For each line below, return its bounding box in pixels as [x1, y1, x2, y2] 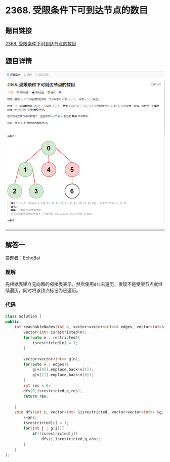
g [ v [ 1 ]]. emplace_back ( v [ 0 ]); [32, 373, 94, 378]
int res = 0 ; [23, 383, 51, 388]
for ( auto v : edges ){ [23, 362, 69, 367]
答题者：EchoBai [5, 255, 40, 261]
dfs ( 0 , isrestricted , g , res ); [23, 388, 82, 393]
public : [5, 319, 22, 324]
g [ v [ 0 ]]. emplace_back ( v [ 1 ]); [32, 367, 94, 372]
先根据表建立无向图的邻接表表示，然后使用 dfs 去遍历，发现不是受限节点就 [5, 281, 158, 287]
